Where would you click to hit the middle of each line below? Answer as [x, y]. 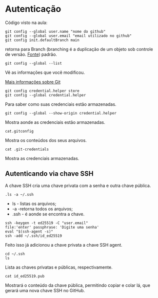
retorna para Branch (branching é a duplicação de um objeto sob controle [79, 49]
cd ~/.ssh [15, 254]
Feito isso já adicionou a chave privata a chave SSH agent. [64, 245]
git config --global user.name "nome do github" [55, 31]
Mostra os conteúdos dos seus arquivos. [46, 140]
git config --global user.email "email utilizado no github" [69, 36]
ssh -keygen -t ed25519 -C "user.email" [47, 223]
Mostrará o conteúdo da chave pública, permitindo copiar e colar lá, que [78, 285]
